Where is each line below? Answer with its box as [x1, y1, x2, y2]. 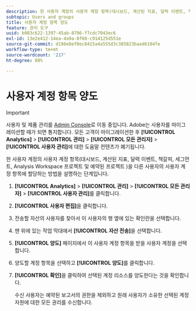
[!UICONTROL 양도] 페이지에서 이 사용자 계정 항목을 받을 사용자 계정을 [14, 240, 177, 247]
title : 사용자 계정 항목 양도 [6, 19, 69, 25]
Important [6, 109, 30, 116]
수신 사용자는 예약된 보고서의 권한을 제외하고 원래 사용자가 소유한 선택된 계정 [14, 292, 190, 299]
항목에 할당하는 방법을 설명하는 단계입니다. [12, 170, 109, 177]
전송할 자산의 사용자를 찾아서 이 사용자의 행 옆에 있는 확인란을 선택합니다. [14, 215, 181, 222]
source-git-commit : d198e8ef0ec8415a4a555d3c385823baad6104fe [6, 42, 160, 47]
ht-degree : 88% [6, 57, 43, 63]
